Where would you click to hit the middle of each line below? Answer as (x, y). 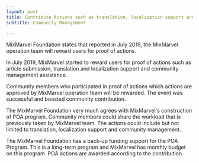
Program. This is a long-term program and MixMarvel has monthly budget (96, 147)
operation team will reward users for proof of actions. (71, 51)
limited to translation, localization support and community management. (94, 130)
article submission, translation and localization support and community (92, 69)
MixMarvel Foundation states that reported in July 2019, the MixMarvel (92, 44)
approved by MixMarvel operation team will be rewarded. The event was (94, 93)
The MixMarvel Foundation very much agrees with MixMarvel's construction (99, 111)
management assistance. (37, 75)
